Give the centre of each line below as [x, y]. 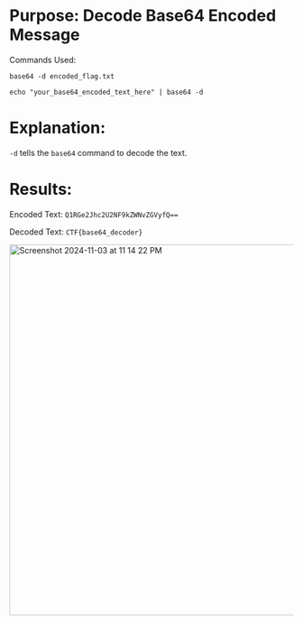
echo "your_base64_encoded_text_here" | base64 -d [106, 92]
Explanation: [58, 128]
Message [45, 35]
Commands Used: [43, 60]
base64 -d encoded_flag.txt [62, 76]
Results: [41, 189]
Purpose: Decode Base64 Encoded [143, 16]
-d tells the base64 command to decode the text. [98, 152]
